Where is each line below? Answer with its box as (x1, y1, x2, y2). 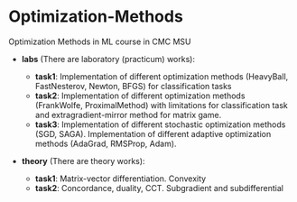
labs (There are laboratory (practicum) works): (21, 53, 196, 64)
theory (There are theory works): (21, 155, 145, 166)
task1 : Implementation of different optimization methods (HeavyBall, (34, 70, 289, 82)
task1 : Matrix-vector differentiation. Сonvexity (34, 173, 207, 184)
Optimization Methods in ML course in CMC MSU (8, 36, 191, 47)
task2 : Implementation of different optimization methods (34, 90, 246, 101)
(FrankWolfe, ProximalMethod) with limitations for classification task (34, 99, 288, 110)
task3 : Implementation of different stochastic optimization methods (34, 119, 286, 130)
